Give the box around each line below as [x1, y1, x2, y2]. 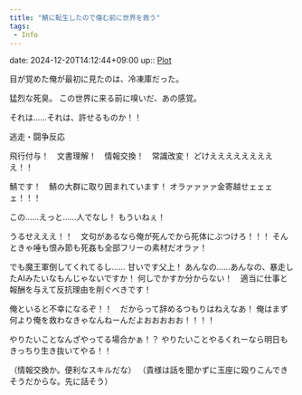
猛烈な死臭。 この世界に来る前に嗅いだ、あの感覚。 [9, 92, 202, 104]
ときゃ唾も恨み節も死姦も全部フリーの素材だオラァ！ [9, 242, 208, 254]
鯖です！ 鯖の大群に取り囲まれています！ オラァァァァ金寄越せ [9, 181, 250, 192]
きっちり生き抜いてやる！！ [9, 345, 113, 356]
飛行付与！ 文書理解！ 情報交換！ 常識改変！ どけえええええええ [9, 150, 265, 161]
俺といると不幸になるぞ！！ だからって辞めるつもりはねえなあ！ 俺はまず [9, 303, 288, 314]
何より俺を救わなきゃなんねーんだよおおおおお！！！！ [9, 314, 215, 326]
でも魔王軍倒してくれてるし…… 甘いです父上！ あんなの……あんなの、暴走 [9, 262, 287, 273]
